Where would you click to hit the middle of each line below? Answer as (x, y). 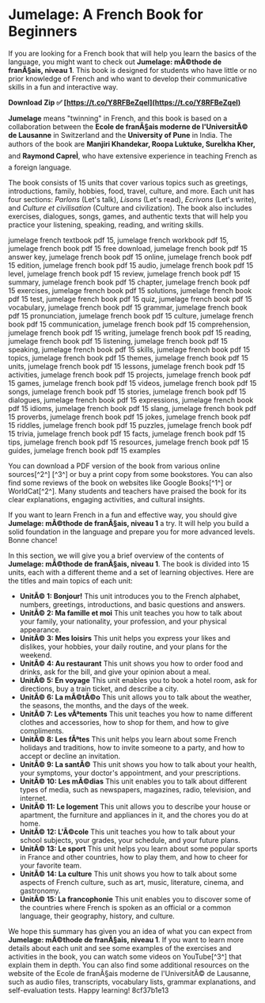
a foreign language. (40, 167)
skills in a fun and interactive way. (63, 87)
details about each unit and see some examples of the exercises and (120, 948)
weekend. (36, 654)
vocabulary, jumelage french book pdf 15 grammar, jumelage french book (128, 307)
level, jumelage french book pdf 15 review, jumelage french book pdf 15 (125, 273)
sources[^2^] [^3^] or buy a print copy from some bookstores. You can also (131, 474)
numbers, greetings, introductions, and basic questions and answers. (132, 604)
